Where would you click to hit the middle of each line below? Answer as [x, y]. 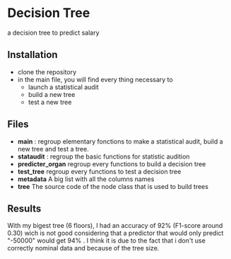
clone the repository [47, 71]
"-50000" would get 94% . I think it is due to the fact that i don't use [107, 241]
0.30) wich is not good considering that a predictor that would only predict [115, 233]
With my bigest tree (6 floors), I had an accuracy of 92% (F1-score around [115, 226]
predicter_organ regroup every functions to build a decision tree [112, 163]
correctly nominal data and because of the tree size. [83, 248]
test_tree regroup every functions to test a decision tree [99, 171]
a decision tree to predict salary [54, 33]
